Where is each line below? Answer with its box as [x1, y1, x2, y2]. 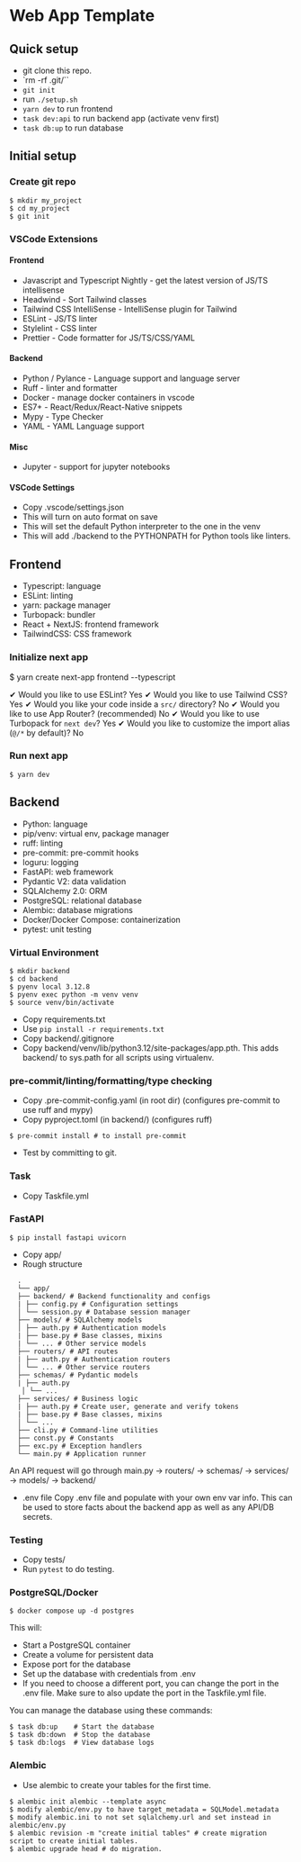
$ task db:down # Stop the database [9, 1731, 151, 1740]
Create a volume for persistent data [22, 1650, 155, 1660]
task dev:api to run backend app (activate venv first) [22, 113, 220, 123]
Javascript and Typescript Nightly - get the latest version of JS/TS [22, 275, 269, 285]
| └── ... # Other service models [17, 1339, 146, 1348]
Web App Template [9, 5, 155, 26]
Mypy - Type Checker [22, 411, 104, 422]
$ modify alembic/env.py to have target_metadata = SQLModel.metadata [9, 1804, 279, 1814]
